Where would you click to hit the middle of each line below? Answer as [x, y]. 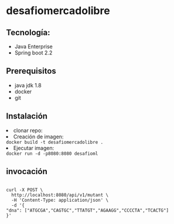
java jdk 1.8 [28, 85]
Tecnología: [28, 33]
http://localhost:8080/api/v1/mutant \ [60, 195]
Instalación [27, 116]
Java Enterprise [33, 46]
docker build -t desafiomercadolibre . [55, 142]
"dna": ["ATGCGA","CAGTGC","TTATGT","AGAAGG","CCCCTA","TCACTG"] [87, 211]
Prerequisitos [31, 71]
